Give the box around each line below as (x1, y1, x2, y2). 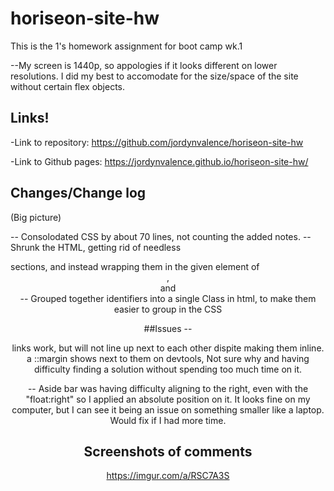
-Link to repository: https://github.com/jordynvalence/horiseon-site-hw (10, 136, 304, 148)
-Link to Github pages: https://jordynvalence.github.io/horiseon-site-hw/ (10, 155, 309, 167)
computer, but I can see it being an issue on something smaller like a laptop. (11, 403, 325, 416)
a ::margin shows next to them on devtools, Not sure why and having (26, 352, 310, 364)
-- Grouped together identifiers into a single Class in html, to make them (19, 292, 317, 304)
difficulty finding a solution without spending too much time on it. (33, 363, 303, 375)
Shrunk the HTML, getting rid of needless (10, 241, 182, 253)
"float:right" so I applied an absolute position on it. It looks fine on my (25, 393, 311, 405)
